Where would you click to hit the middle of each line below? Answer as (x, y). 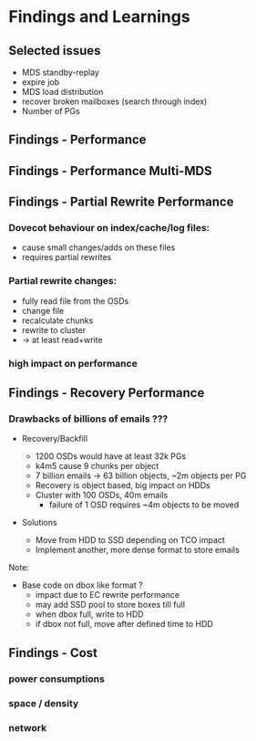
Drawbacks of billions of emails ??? (88, 419)
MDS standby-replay (60, 72)
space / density (44, 703)
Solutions (39, 523)
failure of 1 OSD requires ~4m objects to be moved (144, 505)
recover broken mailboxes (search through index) (114, 101)
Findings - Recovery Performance (107, 393)
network (28, 727)
